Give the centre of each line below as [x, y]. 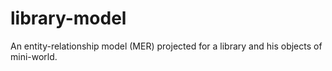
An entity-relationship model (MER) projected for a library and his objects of [166, 46]
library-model [68, 18]
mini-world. [34, 56]
